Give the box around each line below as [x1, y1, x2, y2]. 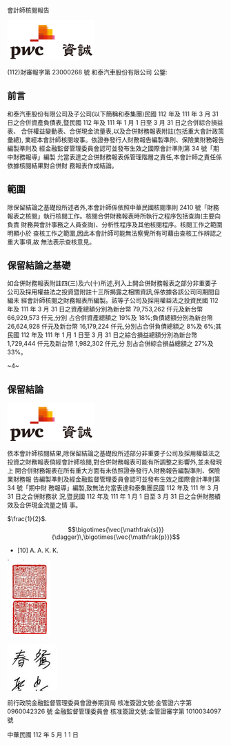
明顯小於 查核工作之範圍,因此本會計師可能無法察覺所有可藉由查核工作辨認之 [7, 229, 222, 237]
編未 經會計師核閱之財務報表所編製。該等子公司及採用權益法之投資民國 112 [7, 296, 219, 305]
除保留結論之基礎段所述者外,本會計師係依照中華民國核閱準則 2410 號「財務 [7, 203, 219, 212]
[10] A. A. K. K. [17, 547, 59, 555]
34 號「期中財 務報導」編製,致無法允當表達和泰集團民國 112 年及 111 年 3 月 [7, 484, 219, 492]
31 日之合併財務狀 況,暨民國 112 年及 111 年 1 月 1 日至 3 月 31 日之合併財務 [7, 492, 215, 501]
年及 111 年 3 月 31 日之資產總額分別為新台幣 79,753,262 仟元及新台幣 [7, 305, 203, 314]
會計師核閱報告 [7, 6, 50, 14]
